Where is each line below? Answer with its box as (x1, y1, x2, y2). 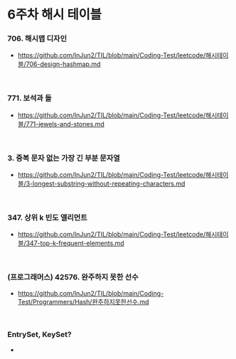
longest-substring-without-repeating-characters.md (32, 179, 186, 188)
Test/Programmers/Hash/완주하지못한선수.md (17, 297, 149, 306)
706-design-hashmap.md (26, 60, 101, 68)
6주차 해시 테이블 (7, 6, 102, 23)
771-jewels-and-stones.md (26, 119, 104, 128)
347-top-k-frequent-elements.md (26, 239, 124, 247)
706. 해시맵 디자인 (7, 33, 68, 43)
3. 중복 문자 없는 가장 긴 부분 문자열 (7, 153, 121, 163)
